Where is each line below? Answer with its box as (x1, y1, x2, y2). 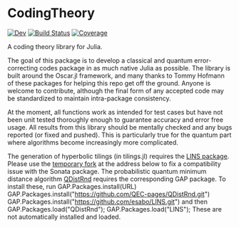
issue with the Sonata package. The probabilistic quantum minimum (7, 167, 207, 175)
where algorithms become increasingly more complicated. (7, 138, 178, 147)
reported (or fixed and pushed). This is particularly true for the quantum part (7, 130, 232, 139)
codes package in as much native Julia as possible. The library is (39, 63, 230, 72)
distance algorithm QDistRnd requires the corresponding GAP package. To (7, 175, 226, 183)
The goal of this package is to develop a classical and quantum (7, 56, 193, 65)
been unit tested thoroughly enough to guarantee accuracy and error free (7, 115, 223, 124)
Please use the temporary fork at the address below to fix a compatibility (7, 159, 221, 168)
